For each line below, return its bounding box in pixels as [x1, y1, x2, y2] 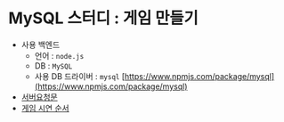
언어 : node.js [34, 50, 85, 61]
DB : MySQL [34, 60, 73, 71]
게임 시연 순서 [20, 102, 69, 113]
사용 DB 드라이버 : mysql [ [34, 70, 126, 81]
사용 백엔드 [20, 39, 61, 50]
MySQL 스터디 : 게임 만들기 [8, 8, 199, 28]
